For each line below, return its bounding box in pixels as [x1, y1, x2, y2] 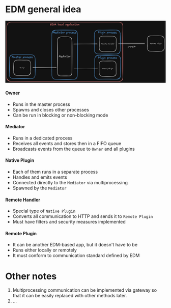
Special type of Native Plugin [12, 208, 76, 214]
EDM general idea [5, 4, 81, 15]
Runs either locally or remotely [12, 247, 77, 253]
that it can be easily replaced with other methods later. [12, 293, 127, 299]
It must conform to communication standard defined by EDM [12, 253, 140, 259]
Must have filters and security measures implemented [12, 219, 126, 225]
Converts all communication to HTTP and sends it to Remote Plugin [12, 213, 153, 219]
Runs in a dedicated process [12, 135, 73, 141]
